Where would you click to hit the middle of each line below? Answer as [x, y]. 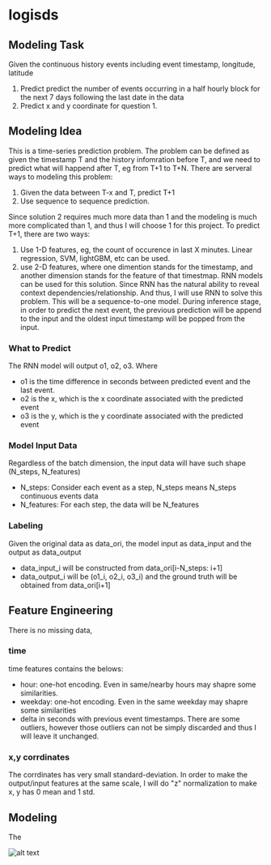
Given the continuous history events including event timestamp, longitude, [132, 64]
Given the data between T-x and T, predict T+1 [97, 192]
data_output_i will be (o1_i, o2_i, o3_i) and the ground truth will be [129, 576]
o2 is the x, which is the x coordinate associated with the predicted [131, 399]
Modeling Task [47, 45]
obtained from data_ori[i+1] [65, 585]
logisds [34, 15]
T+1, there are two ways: [49, 233]
